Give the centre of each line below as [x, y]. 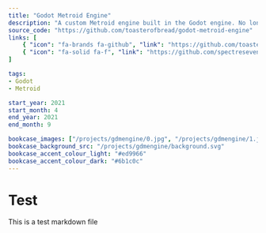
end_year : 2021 [33, 118]
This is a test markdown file [53, 222]
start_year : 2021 [37, 103]
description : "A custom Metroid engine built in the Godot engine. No [127, 23]
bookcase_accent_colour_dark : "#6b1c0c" [76, 161]
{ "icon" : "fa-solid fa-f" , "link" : [83, 52]
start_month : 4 [33, 110]
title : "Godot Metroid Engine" [60, 15]
